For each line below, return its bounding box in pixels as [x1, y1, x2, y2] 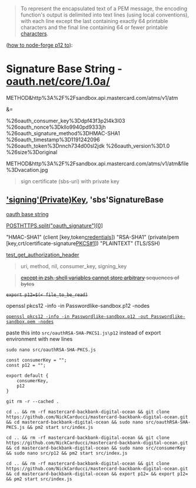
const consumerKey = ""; [6, 357, 67, 363]
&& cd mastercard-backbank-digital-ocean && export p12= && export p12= [6, 471, 188, 477]
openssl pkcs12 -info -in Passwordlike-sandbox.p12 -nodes [6, 302, 150, 309]
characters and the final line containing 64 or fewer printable [20, 24, 168, 31]
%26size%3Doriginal [6, 148, 58, 155]
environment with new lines [6, 335, 73, 342]
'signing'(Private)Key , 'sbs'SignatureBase [6, 195, 164, 205]
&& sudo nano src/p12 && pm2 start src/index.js [6, 450, 128, 456]
